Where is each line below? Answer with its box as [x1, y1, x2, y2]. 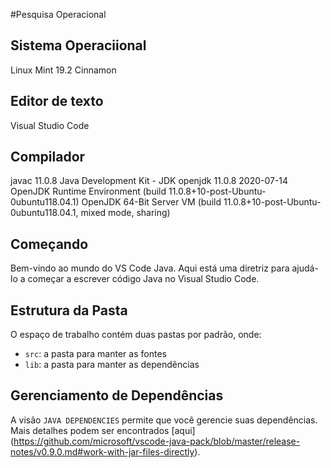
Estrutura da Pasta [10, 302, 128, 319]
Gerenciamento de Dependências [10, 387, 224, 404]
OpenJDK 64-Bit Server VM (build [81, 196, 222, 208]
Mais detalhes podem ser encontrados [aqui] [10, 424, 196, 436]
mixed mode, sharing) [80, 207, 171, 219]
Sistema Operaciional [10, 37, 147, 54]
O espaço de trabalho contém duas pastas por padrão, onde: [10, 329, 262, 341]
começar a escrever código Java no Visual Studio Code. [27, 273, 260, 285]
